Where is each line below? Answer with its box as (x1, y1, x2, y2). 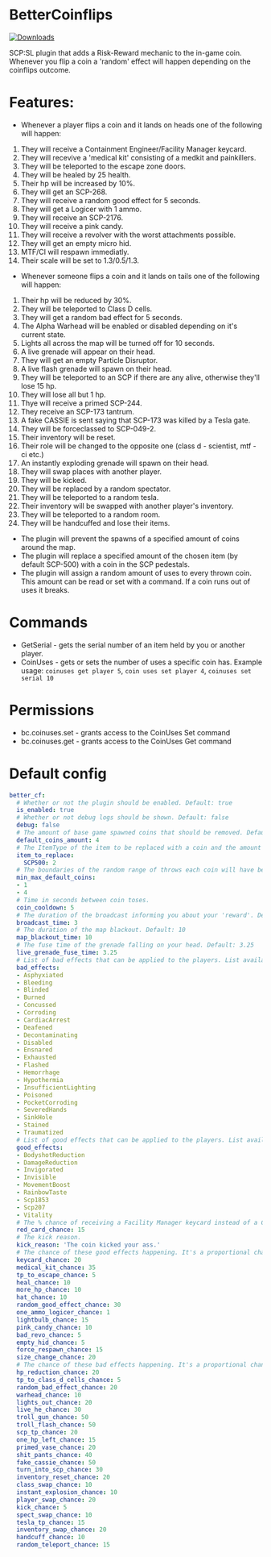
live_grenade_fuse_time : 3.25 (16, 949, 117, 957)
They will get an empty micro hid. (20, 238, 132, 248)
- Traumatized (16, 1129, 64, 1137)
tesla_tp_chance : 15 (16, 1518, 85, 1526)
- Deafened (16, 1023, 53, 1031)
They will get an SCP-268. (20, 187, 108, 197)
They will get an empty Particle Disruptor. (20, 355, 158, 364)
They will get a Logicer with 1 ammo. (20, 204, 142, 214)
